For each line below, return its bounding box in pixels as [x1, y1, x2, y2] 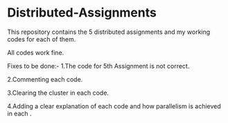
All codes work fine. [7, 48, 64, 57]
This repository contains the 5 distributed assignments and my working [7, 28, 211, 36]
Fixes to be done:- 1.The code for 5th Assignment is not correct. [7, 61, 190, 70]
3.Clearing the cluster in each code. [7, 88, 109, 97]
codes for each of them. [7, 35, 76, 43]
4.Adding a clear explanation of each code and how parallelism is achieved [7, 102, 222, 110]
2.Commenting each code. [7, 75, 83, 84]
